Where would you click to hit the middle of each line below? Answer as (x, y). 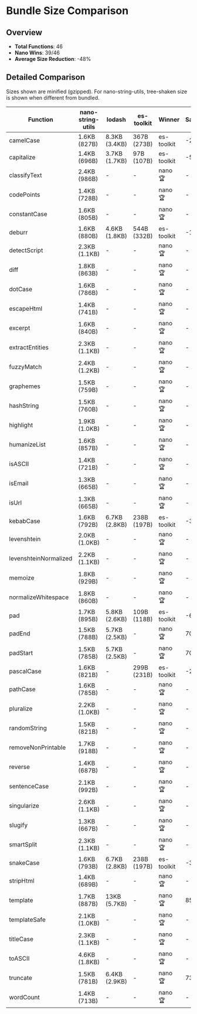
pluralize (21, 709)
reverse (20, 767)
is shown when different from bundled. (53, 97)
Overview (24, 33)
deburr (18, 232)
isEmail (19, 484)
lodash (116, 120)
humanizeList (27, 445)
